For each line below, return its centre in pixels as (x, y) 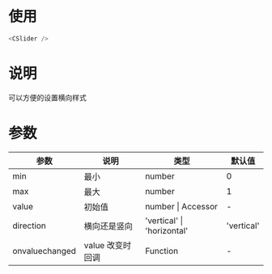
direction (30, 226)
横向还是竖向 (108, 226)
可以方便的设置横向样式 (47, 97)
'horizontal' (167, 230)
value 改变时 (108, 245)
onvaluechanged (45, 251)
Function (162, 251)
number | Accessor (182, 206)
